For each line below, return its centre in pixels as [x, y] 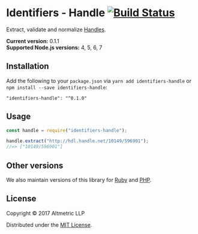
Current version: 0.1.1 [33, 41]
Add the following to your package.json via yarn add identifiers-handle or [99, 80]
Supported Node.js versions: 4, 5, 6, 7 [54, 47]
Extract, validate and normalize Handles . [56, 29]
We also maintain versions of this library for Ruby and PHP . [79, 180]
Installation [28, 66]
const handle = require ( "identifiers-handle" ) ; [67, 130]
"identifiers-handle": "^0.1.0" [46, 98]
